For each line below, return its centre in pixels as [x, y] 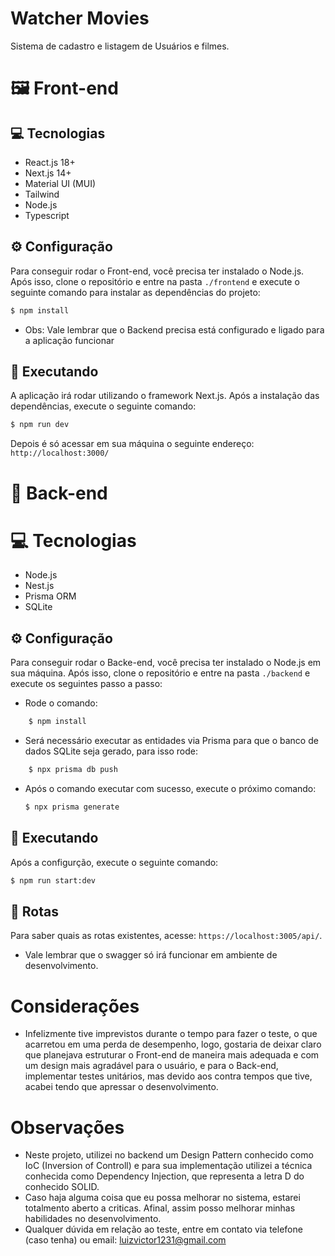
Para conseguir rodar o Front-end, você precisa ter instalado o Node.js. [157, 271]
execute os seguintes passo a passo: [86, 684]
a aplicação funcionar [69, 340]
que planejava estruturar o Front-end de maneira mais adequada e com [172, 1055]
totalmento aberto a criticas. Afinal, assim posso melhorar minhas [160, 1208]
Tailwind [42, 194]
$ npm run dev [40, 425]
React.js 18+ [50, 162]
